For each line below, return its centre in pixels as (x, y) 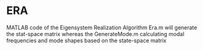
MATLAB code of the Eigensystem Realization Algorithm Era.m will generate (102, 27)
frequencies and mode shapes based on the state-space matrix (87, 40)
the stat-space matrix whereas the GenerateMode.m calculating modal (95, 34)
